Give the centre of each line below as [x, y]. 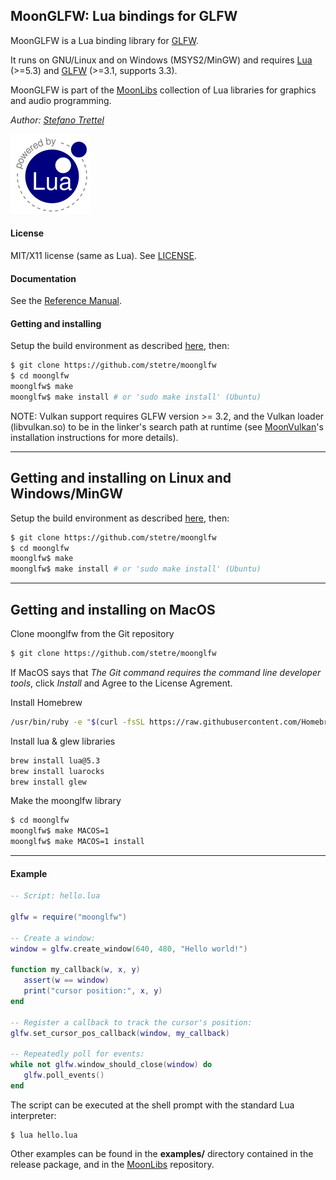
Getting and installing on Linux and [121, 478]
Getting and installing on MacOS [113, 609]
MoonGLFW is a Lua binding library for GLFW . [104, 40]
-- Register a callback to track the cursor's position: [131, 1022]
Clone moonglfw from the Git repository [92, 634]
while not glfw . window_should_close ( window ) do [111, 1065]
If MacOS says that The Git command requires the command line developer [166, 672]
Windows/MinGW [67, 494]
